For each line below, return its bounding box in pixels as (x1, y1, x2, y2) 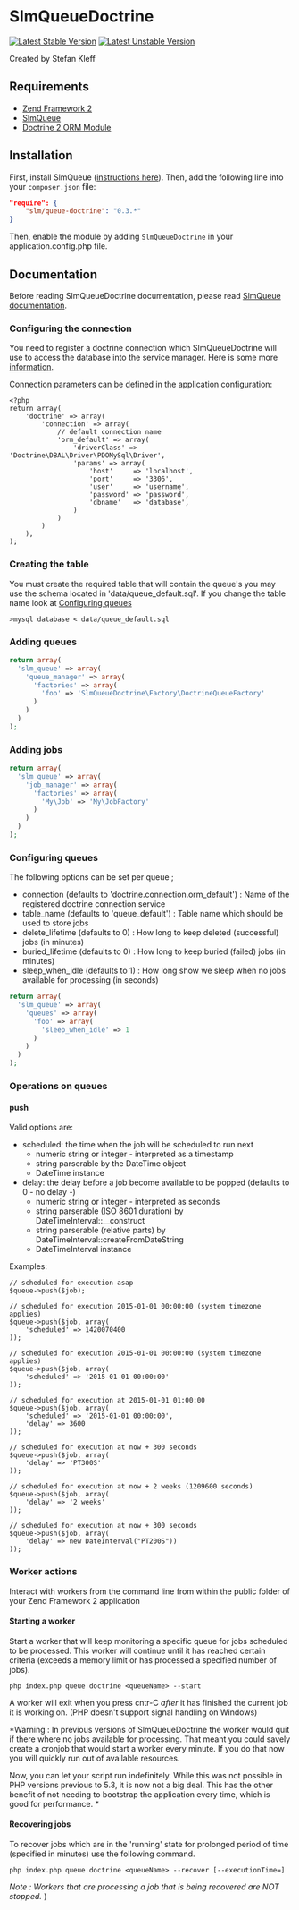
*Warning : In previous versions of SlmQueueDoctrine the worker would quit (9, 1724, 290, 1735)
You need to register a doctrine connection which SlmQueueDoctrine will (9, 343, 277, 354)
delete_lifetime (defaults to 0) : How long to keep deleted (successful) (21, 927, 279, 938)
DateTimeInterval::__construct (35, 1215, 145, 1226)
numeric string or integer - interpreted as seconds (35, 1197, 220, 1207)
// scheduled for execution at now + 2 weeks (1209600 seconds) (9, 1482, 253, 1491)
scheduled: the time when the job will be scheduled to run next (21, 1139, 254, 1150)
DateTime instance (35, 1168, 104, 1179)
